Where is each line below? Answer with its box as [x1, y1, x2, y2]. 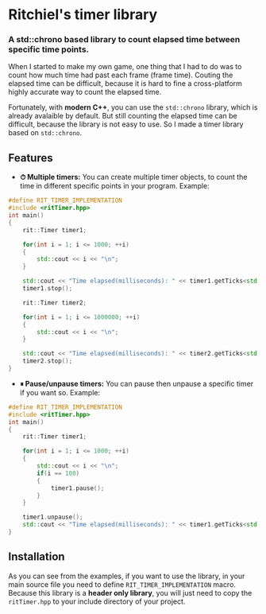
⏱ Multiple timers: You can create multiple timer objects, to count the [19, 173, 248, 182]
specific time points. [8, 44, 90, 55]
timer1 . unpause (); [22, 513, 83, 522]
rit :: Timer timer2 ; [22, 298, 87, 307]
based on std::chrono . [8, 128, 83, 138]
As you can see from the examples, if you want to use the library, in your [8, 571, 245, 581]
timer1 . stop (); [22, 285, 73, 293]
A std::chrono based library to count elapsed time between [8, 34, 241, 45]
